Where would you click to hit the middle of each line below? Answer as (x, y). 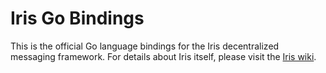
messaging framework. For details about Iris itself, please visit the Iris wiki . (163, 56)
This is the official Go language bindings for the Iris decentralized (145, 46)
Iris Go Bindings (77, 18)
